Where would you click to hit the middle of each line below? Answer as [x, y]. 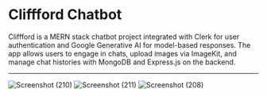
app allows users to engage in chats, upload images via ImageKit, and [122, 53]
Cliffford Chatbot [65, 15]
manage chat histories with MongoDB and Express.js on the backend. [122, 62]
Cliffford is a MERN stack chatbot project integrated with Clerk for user [124, 37]
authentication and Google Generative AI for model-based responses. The [130, 45]
